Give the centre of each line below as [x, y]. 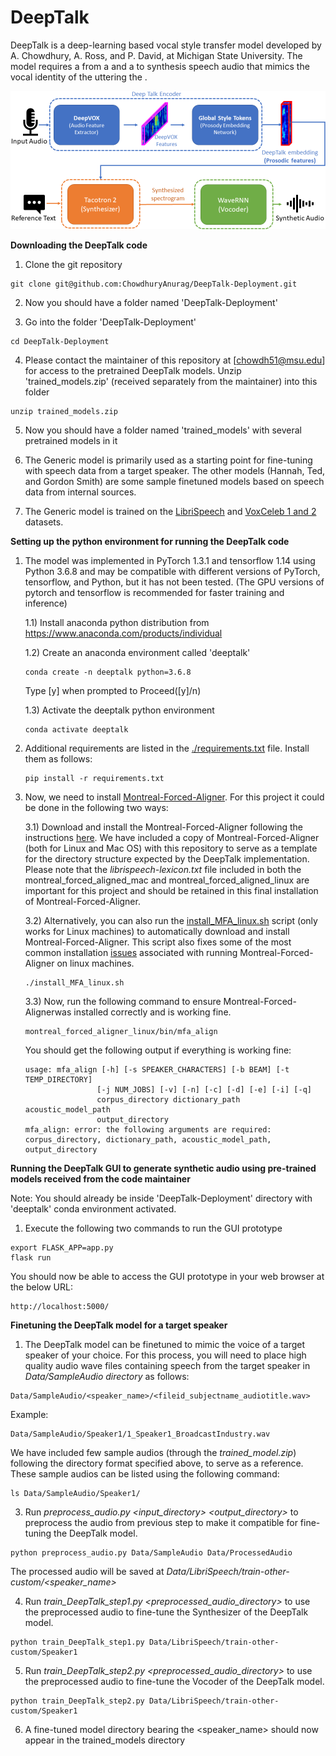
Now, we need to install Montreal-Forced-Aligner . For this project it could [174, 797]
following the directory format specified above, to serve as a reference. [157, 1463]
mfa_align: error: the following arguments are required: [148, 1129]
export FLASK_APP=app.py [62, 1247]
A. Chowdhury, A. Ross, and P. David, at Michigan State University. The [156, 55]
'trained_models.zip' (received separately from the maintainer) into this [171, 381]
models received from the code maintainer [100, 1178]
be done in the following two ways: [96, 807]
